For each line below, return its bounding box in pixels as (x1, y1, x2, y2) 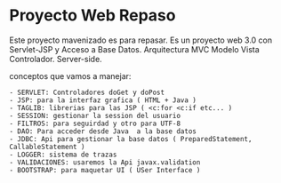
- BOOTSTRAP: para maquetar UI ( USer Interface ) (9, 165, 201, 174)
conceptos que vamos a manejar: (9, 70, 132, 81)
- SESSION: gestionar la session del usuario (9, 111, 181, 120)
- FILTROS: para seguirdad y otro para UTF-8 (9, 119, 181, 128)
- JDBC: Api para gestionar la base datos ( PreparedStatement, (9, 134, 253, 143)
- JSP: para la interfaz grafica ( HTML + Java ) (9, 95, 197, 105)
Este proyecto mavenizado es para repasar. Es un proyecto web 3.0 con (9, 35, 273, 45)
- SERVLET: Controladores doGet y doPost (9, 88, 165, 97)
